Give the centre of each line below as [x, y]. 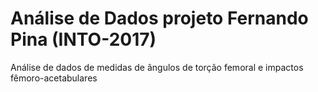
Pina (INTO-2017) [83, 39]
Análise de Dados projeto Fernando [159, 18]
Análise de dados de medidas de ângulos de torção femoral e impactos [157, 67]
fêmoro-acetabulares [54, 78]
